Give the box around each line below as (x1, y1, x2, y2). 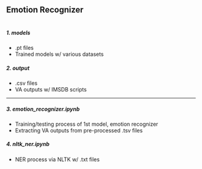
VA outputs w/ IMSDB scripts (14, 85, 87, 93)
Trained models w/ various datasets (14, 51, 104, 58)
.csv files (14, 79, 38, 87)
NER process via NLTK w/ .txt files (14, 156, 100, 163)
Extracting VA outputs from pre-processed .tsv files (14, 126, 143, 134)
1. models (6, 29, 31, 36)
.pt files (14, 44, 34, 51)
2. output (6, 64, 30, 72)
